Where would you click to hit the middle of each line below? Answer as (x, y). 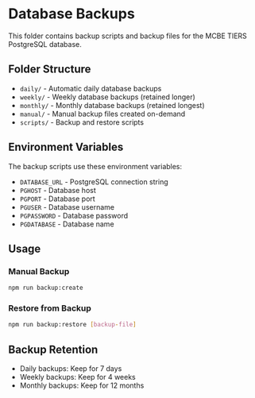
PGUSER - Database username (67, 207)
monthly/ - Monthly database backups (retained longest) (112, 105)
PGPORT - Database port (57, 199)
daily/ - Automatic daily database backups (91, 88)
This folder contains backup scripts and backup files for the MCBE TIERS (128, 36)
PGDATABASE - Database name (67, 224)
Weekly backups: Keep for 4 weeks (78, 377)
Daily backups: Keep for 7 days (71, 369)
